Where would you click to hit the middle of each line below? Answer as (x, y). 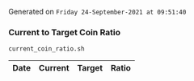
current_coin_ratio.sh (46, 49)
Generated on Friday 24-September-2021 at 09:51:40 (97, 12)
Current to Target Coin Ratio (65, 32)
